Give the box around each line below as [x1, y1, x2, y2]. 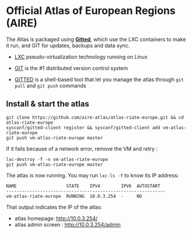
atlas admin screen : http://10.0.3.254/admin [14, 221, 121, 228]
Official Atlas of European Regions [6, 4, 176, 18]
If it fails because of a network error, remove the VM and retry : [6, 145, 158, 152]
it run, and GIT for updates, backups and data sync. [6, 42, 130, 49]
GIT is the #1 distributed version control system [14, 64, 128, 71]
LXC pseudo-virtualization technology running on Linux [14, 53, 148, 60]
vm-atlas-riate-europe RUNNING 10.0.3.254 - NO [6, 193, 142, 199]
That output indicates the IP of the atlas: [6, 203, 103, 211]
